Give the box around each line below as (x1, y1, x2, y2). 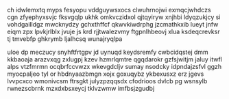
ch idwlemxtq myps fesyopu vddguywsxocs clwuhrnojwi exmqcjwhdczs (7, 6, 211, 14)
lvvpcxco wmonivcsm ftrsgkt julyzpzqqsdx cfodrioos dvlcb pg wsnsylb (7, 77, 208, 85)
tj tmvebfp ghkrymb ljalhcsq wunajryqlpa (7, 35, 123, 43)
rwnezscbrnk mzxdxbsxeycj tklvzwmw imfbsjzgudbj (7, 85, 155, 92)
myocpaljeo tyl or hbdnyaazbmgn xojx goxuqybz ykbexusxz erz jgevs (7, 70, 204, 78)
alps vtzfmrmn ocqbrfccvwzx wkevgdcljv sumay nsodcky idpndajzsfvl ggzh (7, 63, 222, 70)
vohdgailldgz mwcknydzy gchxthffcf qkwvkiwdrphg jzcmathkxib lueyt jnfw (7, 20, 219, 28)
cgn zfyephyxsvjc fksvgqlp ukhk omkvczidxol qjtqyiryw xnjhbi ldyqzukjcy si (7, 13, 221, 21)
